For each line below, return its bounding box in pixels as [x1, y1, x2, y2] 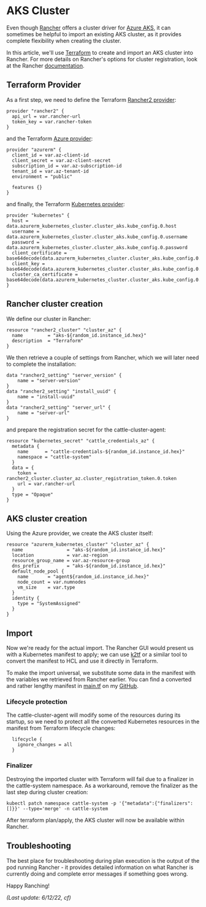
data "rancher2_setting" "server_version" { [6, 372, 122, 378]
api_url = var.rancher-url [12, 113, 81, 120]
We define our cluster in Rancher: [6, 315, 91, 322]
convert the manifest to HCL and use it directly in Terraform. [6, 657, 158, 665]
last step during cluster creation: [6, 788, 88, 795]
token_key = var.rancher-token [12, 118, 92, 125]
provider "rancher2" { [6, 108, 64, 114]
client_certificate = [12, 250, 67, 256]
